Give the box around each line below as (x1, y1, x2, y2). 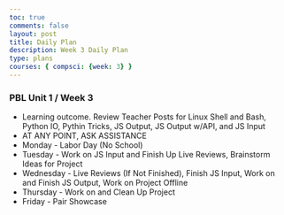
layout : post (9, 29, 58, 38)
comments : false (9, 21, 69, 30)
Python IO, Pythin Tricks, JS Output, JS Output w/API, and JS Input (21, 121, 265, 132)
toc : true (9, 12, 46, 22)
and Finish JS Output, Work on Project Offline (21, 178, 188, 188)
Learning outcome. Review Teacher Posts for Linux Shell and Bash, (21, 111, 267, 122)
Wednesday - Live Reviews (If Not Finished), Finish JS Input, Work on (21, 168, 276, 179)
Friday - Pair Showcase (21, 196, 108, 207)
